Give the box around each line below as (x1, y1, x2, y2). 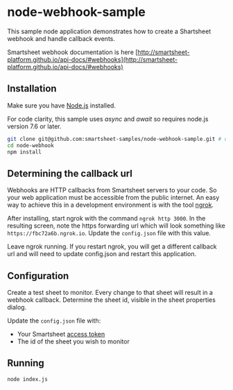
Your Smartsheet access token (17, 330, 105, 338)
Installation (7, 83, 57, 94)
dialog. (7, 303, 27, 311)
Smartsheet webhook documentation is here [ (7, 48, 138, 56)
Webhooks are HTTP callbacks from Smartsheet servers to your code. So (7, 186, 217, 194)
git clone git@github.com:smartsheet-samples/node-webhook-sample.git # (7, 135, 222, 142)
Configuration (7, 270, 69, 282)
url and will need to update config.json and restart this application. (7, 250, 197, 258)
